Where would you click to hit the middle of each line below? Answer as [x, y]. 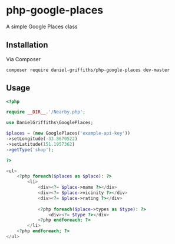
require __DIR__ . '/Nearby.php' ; [46, 112]
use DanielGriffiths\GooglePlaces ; [50, 123]
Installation [27, 45]
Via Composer [24, 59]
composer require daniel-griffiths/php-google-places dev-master [88, 70]
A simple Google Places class [42, 26]
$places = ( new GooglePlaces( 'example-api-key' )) [68, 133]
